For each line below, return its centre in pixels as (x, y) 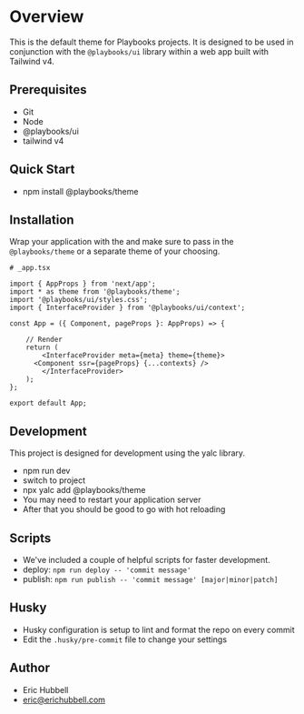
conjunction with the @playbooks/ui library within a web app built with (139, 51)
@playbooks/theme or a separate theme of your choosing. (115, 251)
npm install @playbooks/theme (80, 191)
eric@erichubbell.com (64, 699)
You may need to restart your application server (112, 500)
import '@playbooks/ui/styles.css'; (78, 300)
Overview (47, 17)
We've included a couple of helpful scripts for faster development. (146, 560)
